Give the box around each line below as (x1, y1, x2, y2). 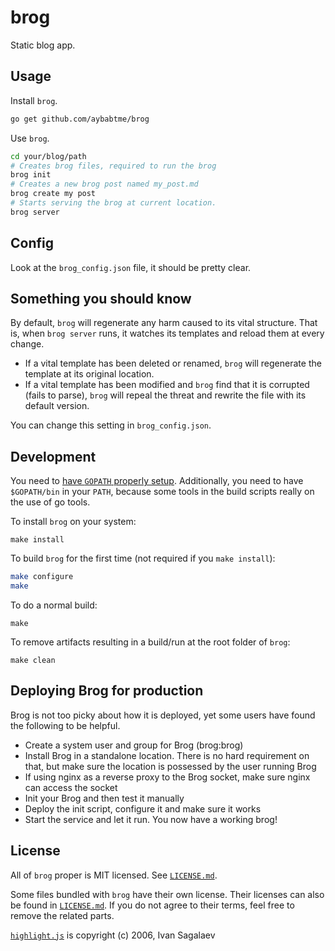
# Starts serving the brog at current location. (10, 198, 217, 208)
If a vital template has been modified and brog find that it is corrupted (24, 379, 310, 391)
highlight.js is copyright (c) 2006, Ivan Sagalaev (10, 929, 216, 941)
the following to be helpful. (10, 719, 121, 731)
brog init (10, 170, 52, 180)
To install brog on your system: (10, 516, 137, 528)
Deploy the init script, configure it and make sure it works (24, 802, 262, 815)
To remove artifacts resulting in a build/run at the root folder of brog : (10, 636, 291, 648)
